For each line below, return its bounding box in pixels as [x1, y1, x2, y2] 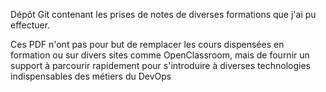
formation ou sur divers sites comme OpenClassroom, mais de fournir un [10, 49, 310, 61]
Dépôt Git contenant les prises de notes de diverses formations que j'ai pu [10, 9, 317, 20]
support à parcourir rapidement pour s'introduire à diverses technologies [10, 60, 311, 71]
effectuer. [10, 19, 51, 31]
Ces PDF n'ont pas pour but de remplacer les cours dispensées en [10, 39, 285, 50]
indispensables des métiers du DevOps [10, 70, 172, 82]
